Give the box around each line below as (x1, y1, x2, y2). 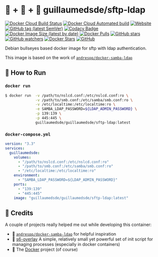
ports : (14, 182, 27, 187)
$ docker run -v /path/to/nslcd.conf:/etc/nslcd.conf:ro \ (5, 93, 129, 98)
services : (5, 145, 25, 151)
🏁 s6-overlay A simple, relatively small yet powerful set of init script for (12, 236, 153, 242)
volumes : (14, 155, 31, 160)
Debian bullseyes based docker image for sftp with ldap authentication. (5, 45, 147, 51)
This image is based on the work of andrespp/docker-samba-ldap (5, 54, 133, 60)
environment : (14, 173, 40, 178)
